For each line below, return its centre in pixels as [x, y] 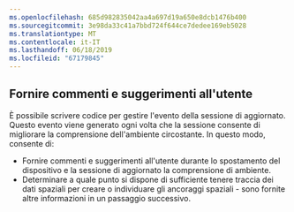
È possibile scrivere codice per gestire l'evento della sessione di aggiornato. [147, 115]
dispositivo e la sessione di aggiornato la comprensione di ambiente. [147, 170]
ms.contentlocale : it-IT [55, 42]
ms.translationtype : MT [53, 34]
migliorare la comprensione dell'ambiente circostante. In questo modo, [138, 134]
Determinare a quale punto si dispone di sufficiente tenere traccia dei [147, 179]
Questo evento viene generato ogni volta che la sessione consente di [135, 125]
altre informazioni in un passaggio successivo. [106, 198]
